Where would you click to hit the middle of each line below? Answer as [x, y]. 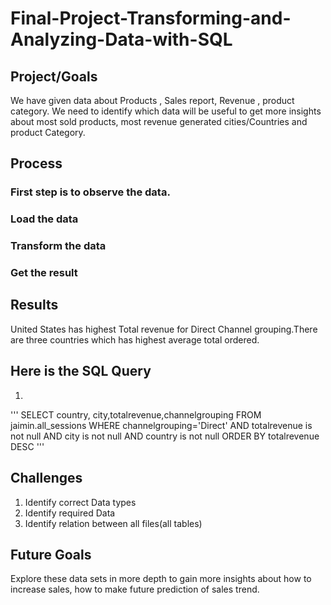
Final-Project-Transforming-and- [151, 18]
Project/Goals [54, 76]
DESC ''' [27, 446]
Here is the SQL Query [81, 371]
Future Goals [51, 554]
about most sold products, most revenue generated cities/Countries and [159, 121]
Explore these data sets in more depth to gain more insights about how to [161, 579]
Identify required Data [70, 513]
